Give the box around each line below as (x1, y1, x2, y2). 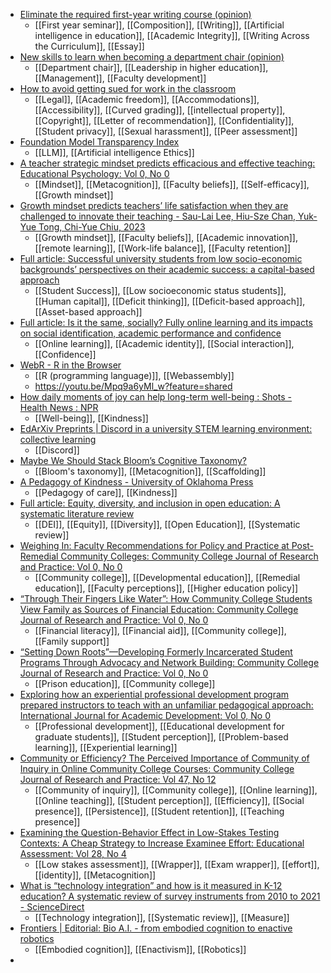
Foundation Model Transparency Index (19, 136, 180, 148)
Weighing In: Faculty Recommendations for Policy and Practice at (19, 540, 290, 551)
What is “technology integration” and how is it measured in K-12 (19, 880, 283, 891)
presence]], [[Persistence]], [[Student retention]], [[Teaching (34, 805, 285, 817)
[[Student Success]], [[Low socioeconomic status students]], (34, 285, 287, 296)
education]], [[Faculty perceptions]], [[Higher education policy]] (34, 582, 299, 594)
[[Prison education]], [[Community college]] (34, 678, 216, 689)
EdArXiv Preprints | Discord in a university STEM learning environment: (19, 423, 313, 434)
